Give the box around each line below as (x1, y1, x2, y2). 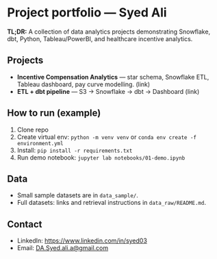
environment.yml (16, 140, 64, 147)
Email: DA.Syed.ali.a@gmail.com (16, 244, 108, 252)
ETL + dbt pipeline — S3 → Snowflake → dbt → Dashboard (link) (16, 87, 200, 95)
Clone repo (16, 125, 49, 134)
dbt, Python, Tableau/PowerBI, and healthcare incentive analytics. (7, 34, 193, 42)
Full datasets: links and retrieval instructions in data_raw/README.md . (16, 199, 207, 207)
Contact (7, 218, 42, 230)
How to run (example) (7, 108, 101, 119)
